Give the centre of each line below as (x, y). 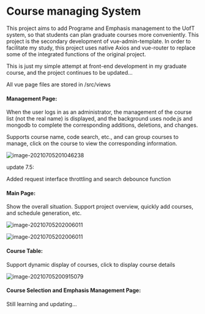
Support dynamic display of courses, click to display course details (91, 264)
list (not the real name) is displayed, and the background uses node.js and (99, 119)
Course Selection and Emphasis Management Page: (74, 290)
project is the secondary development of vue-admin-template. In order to (99, 41)
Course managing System (74, 11)
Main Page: (21, 193)
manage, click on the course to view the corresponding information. (92, 144)
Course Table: (24, 251)
